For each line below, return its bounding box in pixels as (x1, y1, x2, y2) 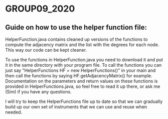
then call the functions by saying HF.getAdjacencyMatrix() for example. (5, 73, 152, 78)
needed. (5, 109, 23, 115)
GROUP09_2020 (5, 3, 75, 15)
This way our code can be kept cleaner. (5, 47, 87, 53)
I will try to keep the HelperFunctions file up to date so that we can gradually (5, 98, 163, 104)
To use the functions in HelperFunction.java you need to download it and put (5, 57, 163, 63)
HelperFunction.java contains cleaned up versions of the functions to (5, 36, 148, 42)
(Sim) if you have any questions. (5, 89, 72, 94)
